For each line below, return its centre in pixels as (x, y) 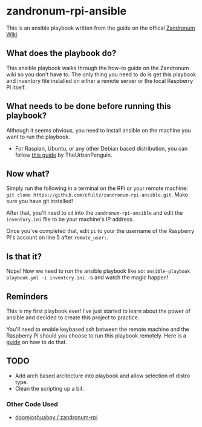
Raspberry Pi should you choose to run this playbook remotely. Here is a (96, 336)
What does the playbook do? (61, 54)
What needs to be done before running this (89, 106)
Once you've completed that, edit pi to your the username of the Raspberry (100, 231)
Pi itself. (16, 87)
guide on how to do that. (37, 342)
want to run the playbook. (38, 137)
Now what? (28, 174)
